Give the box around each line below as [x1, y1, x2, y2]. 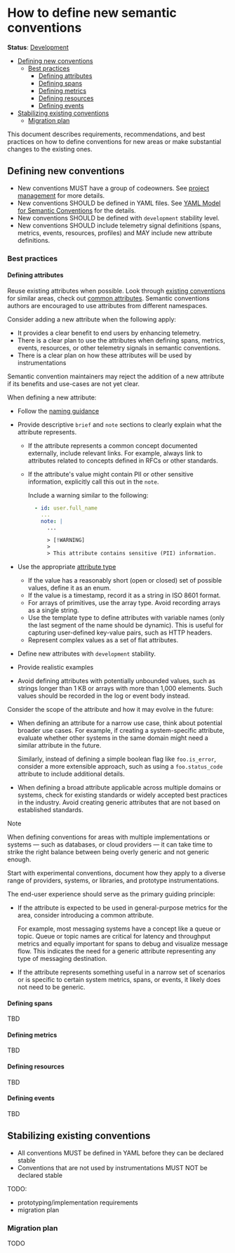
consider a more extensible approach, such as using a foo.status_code [17, 762, 223, 770]
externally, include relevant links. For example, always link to [27, 449, 203, 457]
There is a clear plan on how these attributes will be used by [17, 351, 192, 359]
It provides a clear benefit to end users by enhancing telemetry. [17, 329, 201, 337]
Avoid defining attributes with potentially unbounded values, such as [17, 677, 216, 685]
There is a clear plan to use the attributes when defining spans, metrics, [17, 336, 226, 345]
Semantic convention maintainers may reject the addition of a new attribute [7, 372, 224, 380]
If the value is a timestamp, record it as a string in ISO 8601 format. [27, 591, 221, 599]
